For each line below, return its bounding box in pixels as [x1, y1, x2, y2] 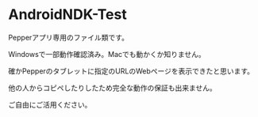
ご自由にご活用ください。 [8, 100, 92, 109]
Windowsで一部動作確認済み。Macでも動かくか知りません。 [8, 49, 206, 58]
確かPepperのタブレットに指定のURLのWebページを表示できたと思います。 [8, 66, 255, 76]
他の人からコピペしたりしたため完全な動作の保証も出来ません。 [8, 83, 217, 92]
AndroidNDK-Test [8, 6, 127, 24]
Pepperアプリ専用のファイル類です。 [8, 32, 129, 42]
